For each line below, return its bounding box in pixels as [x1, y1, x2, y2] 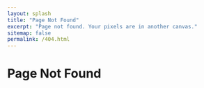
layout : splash [7, 10, 52, 17]
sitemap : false [7, 29, 52, 37]
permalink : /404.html [7, 36, 70, 43]
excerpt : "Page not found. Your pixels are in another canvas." [7, 23, 198, 30]
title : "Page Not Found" [7, 17, 79, 24]
